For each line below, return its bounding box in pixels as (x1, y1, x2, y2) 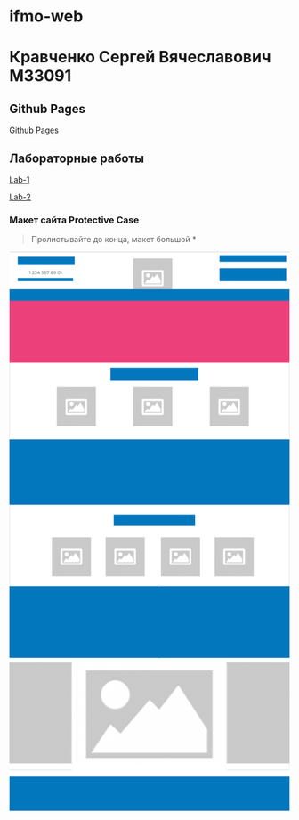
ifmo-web (9, 6, 84, 27)
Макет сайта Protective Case (9, 214, 140, 226)
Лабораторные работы (9, 150, 145, 166)
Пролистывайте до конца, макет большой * (30, 234, 197, 245)
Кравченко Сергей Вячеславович (9, 47, 271, 68)
